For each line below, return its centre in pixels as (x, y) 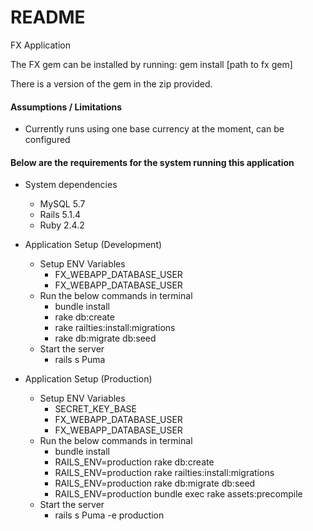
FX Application (40, 45)
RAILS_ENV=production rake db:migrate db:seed (155, 483)
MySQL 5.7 (62, 204)
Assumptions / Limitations (66, 107)
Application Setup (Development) (93, 245)
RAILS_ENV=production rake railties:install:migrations (164, 473)
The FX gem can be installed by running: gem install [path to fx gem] (151, 64)
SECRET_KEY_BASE (95, 409)
